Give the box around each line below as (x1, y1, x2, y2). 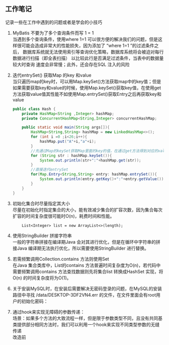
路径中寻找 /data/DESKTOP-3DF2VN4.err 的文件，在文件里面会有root (12, 292, 156, 298)
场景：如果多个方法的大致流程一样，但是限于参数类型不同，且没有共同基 (12, 315, 162, 321)
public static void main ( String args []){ (22, 125, 110, 130)
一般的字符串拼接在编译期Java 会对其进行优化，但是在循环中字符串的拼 (12, 239, 161, 245)
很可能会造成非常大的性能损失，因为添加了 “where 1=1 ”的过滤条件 (17, 42, 154, 48)
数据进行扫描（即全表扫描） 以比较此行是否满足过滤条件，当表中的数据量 (12, 55, 164, 61)
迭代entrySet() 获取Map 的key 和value (12, 72, 92, 78)
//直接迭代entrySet (31, 167, 69, 172)
